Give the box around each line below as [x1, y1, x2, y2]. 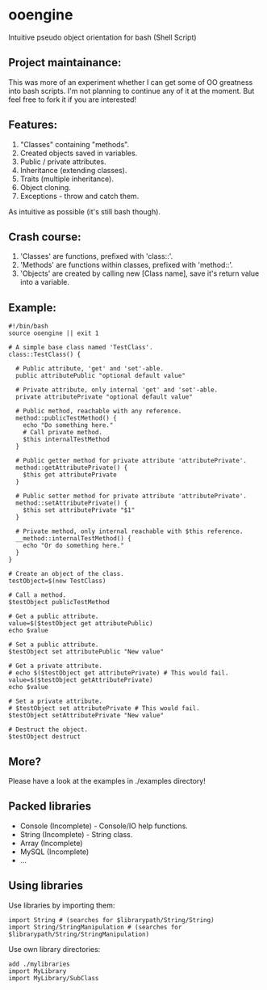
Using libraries [8, 879, 83, 893]
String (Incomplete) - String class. [19, 829, 133, 839]
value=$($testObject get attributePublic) [8, 620, 153, 628]
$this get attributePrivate [23, 471, 117, 479]
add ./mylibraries [8, 960, 70, 968]
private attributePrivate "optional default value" [15, 393, 194, 401]
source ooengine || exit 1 [8, 329, 99, 337]
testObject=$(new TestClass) [8, 577, 106, 586]
